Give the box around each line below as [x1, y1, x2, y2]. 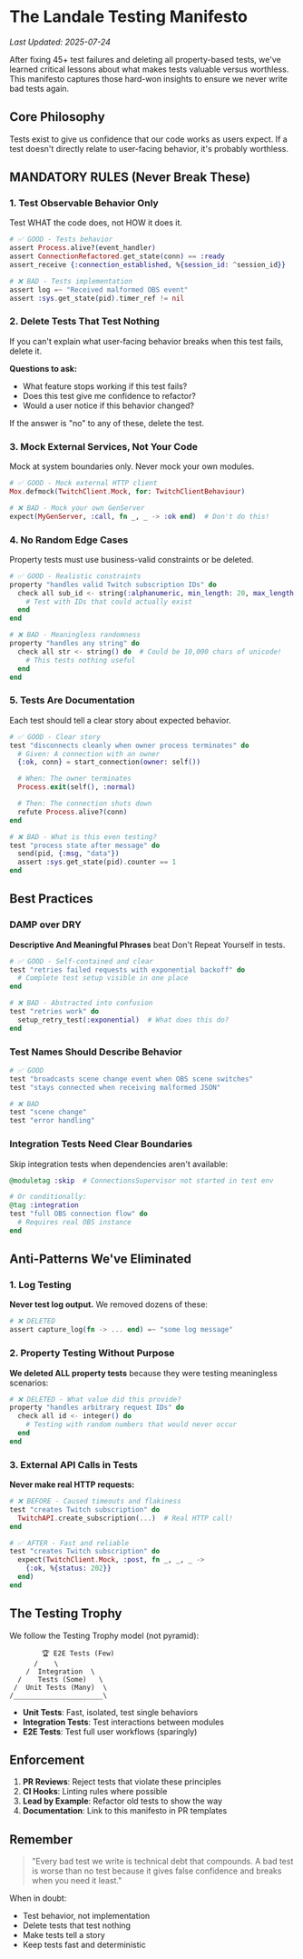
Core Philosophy [9, 109, 106, 125]
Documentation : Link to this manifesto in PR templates [22, 1805, 228, 1816]
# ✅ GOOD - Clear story [9, 732, 102, 742]
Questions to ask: [9, 363, 77, 374]
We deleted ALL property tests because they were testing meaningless [9, 1367, 279, 1378]
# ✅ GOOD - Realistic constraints [9, 571, 142, 581]
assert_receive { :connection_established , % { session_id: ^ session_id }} [9, 261, 286, 270]
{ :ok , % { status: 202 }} [25, 1564, 112, 1574]
